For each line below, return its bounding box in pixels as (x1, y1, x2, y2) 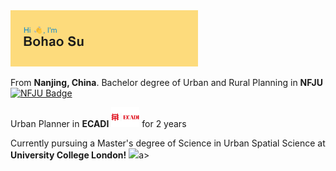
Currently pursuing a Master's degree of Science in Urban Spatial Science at (10, 137, 326, 149)
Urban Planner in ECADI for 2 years (10, 117, 187, 129)
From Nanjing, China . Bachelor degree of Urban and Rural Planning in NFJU (10, 77, 323, 88)
